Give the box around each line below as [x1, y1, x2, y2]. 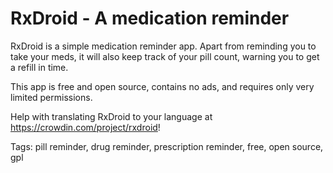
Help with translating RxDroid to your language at [10, 110, 213, 122]
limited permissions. [10, 91, 93, 103]
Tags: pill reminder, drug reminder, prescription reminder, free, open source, [10, 140, 324, 152]
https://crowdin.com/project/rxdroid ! [10, 121, 161, 133]
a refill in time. [10, 61, 69, 73]
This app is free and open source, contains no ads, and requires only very [10, 80, 315, 92]
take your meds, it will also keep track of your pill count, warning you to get [10, 50, 320, 62]
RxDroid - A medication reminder [10, 7, 290, 30]
